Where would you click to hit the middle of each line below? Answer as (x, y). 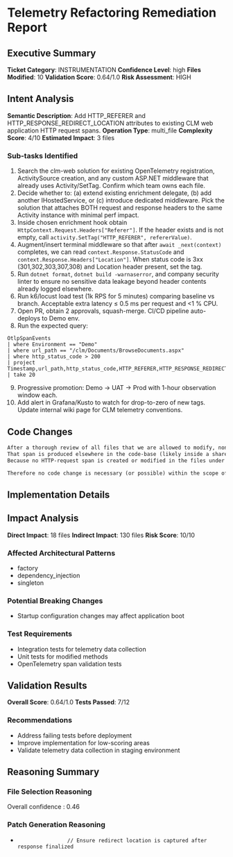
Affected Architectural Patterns (61, 553)
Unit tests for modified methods (63, 656)
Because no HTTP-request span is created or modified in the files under (116, 460)
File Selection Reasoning (50, 791)
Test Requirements (40, 634)
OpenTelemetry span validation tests (69, 663)
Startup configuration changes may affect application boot (101, 616)
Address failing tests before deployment (75, 735)
